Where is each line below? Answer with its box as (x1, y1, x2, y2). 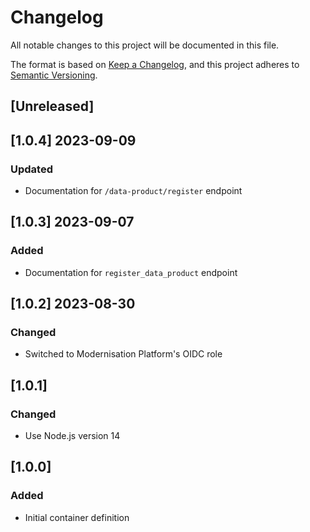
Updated (10, 162, 53, 176)
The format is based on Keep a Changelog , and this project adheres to (10, 58, 300, 70)
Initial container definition (24, 511, 130, 523)
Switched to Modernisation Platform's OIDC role (24, 348, 223, 360)
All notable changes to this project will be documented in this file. (10, 39, 280, 51)
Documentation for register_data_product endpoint (24, 266, 238, 278)
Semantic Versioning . (10, 69, 98, 81)
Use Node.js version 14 (24, 430, 121, 442)
